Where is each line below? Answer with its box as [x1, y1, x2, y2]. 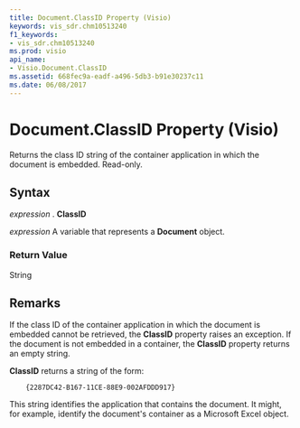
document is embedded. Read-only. [9, 159, 143, 170]
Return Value [9, 249, 68, 262]
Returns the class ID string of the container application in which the [9, 149, 260, 160]
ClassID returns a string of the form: [9, 366, 145, 377]
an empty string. [9, 349, 70, 359]
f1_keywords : [9, 30, 59, 39]
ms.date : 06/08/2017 [9, 80, 88, 89]
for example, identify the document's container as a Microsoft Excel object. [9, 408, 289, 420]
